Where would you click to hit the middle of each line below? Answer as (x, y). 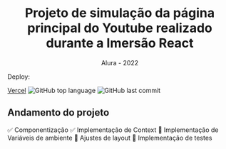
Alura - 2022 (120, 62)
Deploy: (19, 77)
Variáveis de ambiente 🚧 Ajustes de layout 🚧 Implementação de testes (110, 138)
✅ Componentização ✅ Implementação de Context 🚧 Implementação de (113, 130)
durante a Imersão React (120, 43)
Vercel (17, 90)
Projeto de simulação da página (120, 13)
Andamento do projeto (58, 112)
